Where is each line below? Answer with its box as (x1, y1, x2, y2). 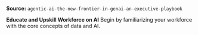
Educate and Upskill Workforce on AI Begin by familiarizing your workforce (6, 16, 193, 23)
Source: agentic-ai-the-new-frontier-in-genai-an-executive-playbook (6, 5, 183, 12)
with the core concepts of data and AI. (6, 23, 100, 29)
